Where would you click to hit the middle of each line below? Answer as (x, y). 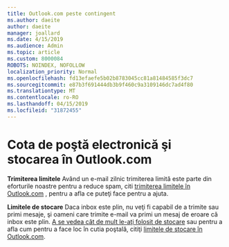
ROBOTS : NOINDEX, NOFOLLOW (46, 65)
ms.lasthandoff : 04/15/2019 (48, 104)
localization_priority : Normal (52, 71)
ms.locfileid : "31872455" (44, 110)
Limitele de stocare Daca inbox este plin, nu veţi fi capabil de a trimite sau (113, 207)
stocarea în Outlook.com (80, 159)
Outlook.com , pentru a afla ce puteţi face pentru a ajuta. (88, 193)
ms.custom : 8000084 (35, 59)
